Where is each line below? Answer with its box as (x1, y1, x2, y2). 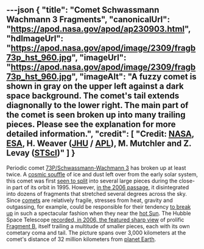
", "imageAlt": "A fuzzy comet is (71, 71, 197, 82)
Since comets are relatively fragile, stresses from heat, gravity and (6, 197, 173, 204)
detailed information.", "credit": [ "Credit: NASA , (6, 129, 195, 139)
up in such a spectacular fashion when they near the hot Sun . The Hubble (6, 209, 191, 217)
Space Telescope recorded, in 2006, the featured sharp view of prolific (6, 216, 185, 223)
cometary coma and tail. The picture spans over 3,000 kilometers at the (6, 229, 186, 236)
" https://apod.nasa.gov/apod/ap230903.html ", (6, 24, 191, 34)
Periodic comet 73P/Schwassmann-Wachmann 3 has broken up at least (6, 164, 186, 171)
